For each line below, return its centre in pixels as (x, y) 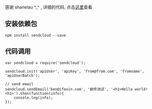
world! (141, 89)
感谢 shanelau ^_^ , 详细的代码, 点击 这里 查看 (49, 7)
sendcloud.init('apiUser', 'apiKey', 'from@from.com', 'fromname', (75, 71)
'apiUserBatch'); (23, 76)
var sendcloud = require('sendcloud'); (45, 63)
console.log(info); (34, 98)
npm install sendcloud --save (36, 35)
